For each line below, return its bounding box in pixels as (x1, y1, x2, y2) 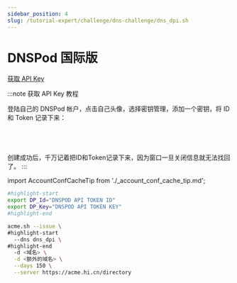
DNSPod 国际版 (7, 50, 98, 66)
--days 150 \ (13, 262, 53, 270)
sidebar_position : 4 (7, 10, 69, 18)
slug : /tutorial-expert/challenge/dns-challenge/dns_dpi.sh (7, 17, 189, 24)
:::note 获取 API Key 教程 (7, 89, 79, 98)
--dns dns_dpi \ (13, 235, 62, 243)
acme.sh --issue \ (7, 223, 62, 230)
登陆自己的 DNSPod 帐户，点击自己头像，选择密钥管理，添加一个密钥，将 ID (7, 104, 231, 113)
